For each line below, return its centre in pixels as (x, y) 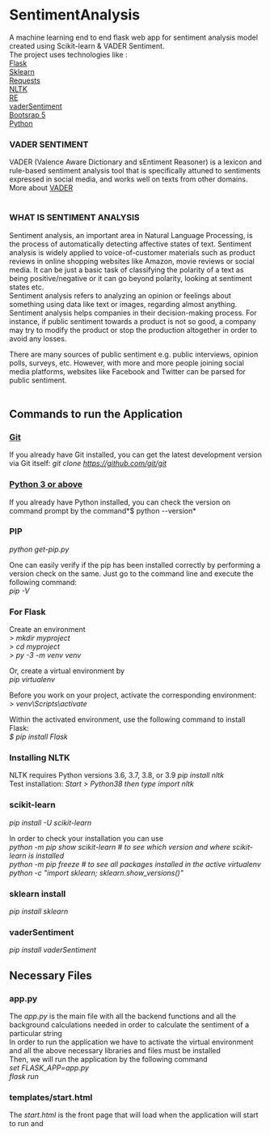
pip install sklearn (39, 911)
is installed (46, 856)
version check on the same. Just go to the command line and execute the (131, 574)
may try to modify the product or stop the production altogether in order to (133, 330)
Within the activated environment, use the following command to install (127, 719)
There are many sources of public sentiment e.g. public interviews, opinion (134, 354)
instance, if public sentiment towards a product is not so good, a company (133, 321)
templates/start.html (51, 1097)
